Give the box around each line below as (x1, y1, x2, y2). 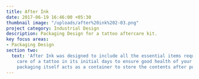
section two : (6, 48, 38, 53)
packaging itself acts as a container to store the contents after (17, 64, 187, 70)
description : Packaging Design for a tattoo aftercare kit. (6, 31, 158, 37)
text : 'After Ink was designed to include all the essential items (11, 53, 182, 59)
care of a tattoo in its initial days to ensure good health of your (17, 58, 192, 64)
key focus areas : (6, 36, 49, 42)
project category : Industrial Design (6, 25, 99, 31)
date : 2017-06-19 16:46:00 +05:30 (6, 14, 92, 20)
